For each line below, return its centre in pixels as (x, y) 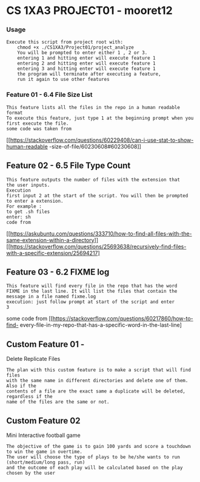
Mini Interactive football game (43, 435)
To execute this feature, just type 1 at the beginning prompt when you (100, 118)
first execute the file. (38, 123)
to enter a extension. (35, 201)
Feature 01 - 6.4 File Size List (49, 95)
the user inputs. (28, 185)
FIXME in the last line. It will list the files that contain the (92, 292)
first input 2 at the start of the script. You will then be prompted (97, 195)
